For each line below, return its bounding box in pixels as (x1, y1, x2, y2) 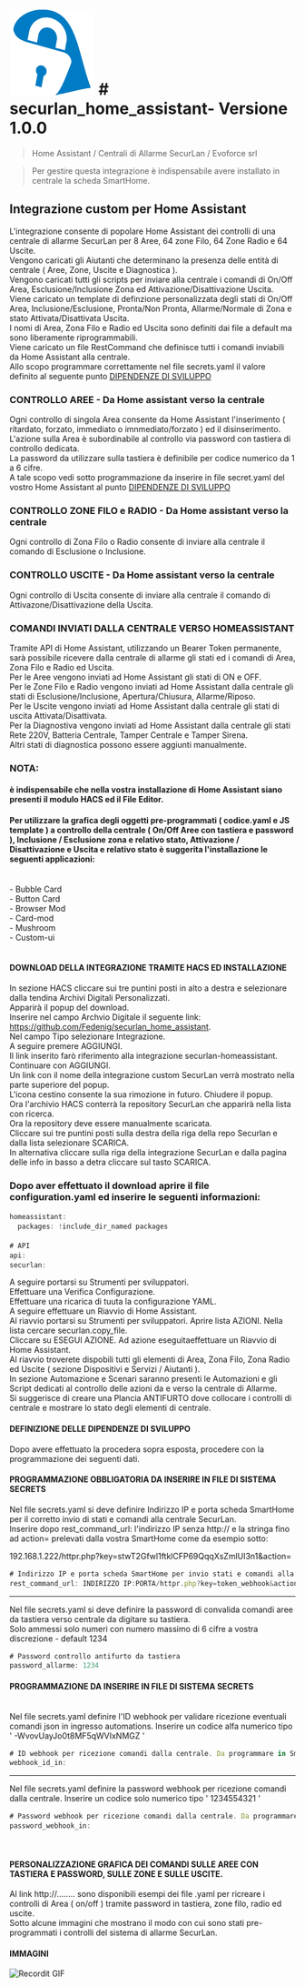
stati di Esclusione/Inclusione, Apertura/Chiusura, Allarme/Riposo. (9, 691, 256, 701)
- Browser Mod (9, 903, 66, 913)
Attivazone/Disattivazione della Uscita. (9, 599, 153, 610)
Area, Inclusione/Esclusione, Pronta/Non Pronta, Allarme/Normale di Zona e (9, 303, 292, 314)
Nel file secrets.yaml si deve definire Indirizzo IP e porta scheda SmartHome (9, 1504, 295, 1515)
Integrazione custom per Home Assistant (9, 201, 247, 217)
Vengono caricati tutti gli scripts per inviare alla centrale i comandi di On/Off (9, 274, 293, 285)
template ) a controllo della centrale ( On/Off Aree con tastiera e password (9, 824, 294, 836)
